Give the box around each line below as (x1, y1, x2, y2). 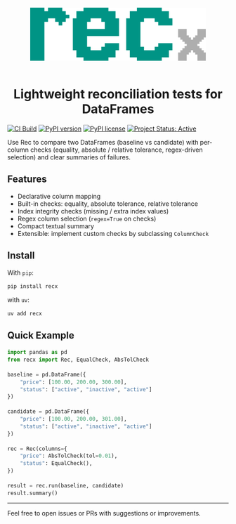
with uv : (7, 295, 30, 304)
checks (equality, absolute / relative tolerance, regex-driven (30, 145, 203, 154)
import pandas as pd (7, 349, 68, 356)
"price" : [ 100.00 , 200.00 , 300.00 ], (20, 379, 128, 386)
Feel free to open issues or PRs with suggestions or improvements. (7, 509, 202, 517)
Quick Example (7, 329, 75, 341)
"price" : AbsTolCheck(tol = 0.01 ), (20, 452, 118, 459)
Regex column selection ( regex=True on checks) (17, 214, 157, 223)
